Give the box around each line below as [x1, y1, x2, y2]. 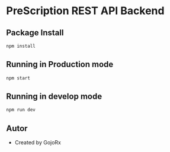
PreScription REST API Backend [6, 4, 165, 18]
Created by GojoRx [14, 139, 61, 146]
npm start [6, 75, 31, 81]
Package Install [6, 28, 64, 38]
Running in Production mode [6, 60, 114, 70]
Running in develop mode [6, 91, 102, 101]
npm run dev [6, 107, 36, 113]
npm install [6, 43, 36, 49]
